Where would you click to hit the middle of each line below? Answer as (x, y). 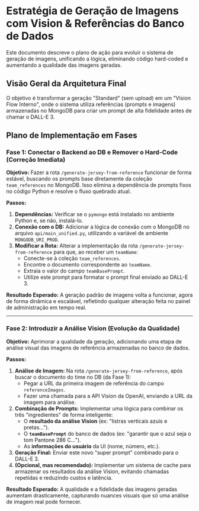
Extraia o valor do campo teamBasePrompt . (74, 271)
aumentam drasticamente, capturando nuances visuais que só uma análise (97, 495)
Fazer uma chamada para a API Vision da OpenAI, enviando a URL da (108, 396)
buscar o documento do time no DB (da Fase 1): (73, 377)
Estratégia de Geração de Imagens (92, 11)
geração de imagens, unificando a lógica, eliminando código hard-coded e (97, 59)
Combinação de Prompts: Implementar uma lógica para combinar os (99, 408)
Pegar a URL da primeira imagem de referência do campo (94, 383)
